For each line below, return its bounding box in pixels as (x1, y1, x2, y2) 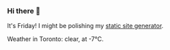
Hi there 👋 (7, 6, 41, 16)
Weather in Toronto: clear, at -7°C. (7, 35, 104, 43)
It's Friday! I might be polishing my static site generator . (7, 22, 164, 30)
